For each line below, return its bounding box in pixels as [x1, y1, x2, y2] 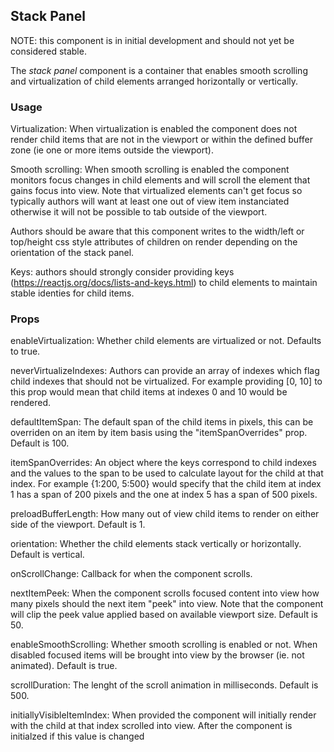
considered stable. [10, 45, 87, 57]
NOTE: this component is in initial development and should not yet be [10, 34, 295, 46]
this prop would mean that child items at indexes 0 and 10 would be [10, 386, 288, 398]
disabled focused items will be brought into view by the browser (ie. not [10, 649, 305, 661]
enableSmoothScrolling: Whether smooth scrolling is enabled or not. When [10, 639, 318, 651]
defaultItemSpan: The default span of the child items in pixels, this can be [10, 416, 314, 428]
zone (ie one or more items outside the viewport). [10, 144, 214, 156]
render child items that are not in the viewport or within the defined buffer [10, 134, 313, 146]
